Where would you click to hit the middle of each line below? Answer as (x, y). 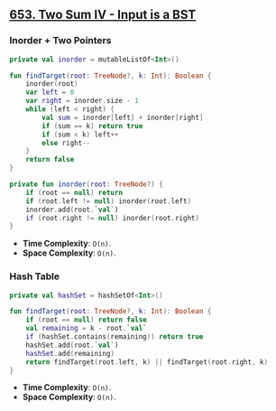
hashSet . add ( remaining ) (70, 353)
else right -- (66, 143)
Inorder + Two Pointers (60, 41)
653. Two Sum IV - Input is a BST (103, 15)
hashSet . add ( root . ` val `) (72, 345)
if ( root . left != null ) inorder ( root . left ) (109, 201)
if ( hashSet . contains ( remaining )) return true (115, 337)
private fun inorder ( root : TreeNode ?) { (87, 184)
